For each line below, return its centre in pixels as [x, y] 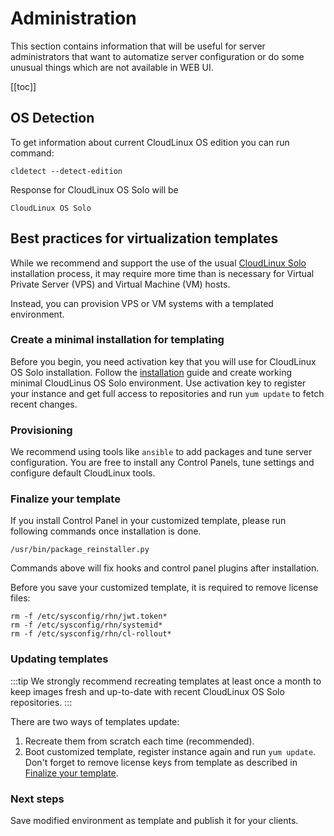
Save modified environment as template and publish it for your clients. [154, 821]
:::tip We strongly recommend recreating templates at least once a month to [166, 681]
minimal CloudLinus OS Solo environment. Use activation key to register [158, 383]
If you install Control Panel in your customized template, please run [148, 521]
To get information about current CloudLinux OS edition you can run [150, 142]
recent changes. [44, 404]
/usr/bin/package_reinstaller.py [80, 550]
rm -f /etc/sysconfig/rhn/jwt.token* [89, 617]
